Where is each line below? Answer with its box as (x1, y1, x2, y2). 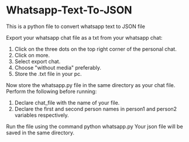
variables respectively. (14, 112, 69, 119)
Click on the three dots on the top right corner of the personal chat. (14, 45, 177, 53)
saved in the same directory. (6, 129, 75, 136)
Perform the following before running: (6, 88, 97, 95)
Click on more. (14, 51, 50, 58)
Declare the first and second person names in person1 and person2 (14, 105, 177, 112)
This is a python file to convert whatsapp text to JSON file (6, 23, 145, 30)
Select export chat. (14, 58, 61, 65)
